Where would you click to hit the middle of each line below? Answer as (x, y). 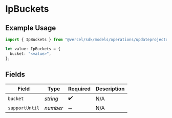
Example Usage (31, 28)
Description (110, 89)
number (54, 108)
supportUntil (24, 108)
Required (80, 89)
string (51, 99)
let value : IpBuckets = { (33, 49)
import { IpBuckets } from (34, 40)
